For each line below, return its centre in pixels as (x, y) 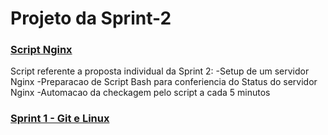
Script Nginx (41, 50)
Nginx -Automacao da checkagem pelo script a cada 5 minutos (140, 93)
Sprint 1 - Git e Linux (60, 119)
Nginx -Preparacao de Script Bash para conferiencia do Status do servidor (164, 82)
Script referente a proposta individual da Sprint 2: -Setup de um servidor (160, 71)
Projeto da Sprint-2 (91, 18)
